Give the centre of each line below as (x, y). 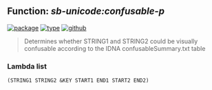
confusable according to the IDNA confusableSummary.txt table (115, 48)
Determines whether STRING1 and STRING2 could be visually (111, 41)
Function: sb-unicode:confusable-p (86, 11)
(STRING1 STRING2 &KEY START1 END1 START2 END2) (78, 81)
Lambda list (27, 66)
